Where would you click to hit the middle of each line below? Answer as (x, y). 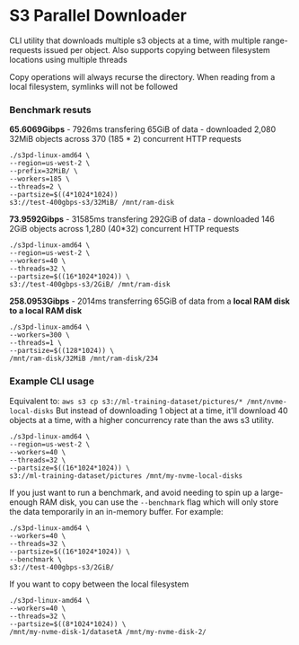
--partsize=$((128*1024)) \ (62, 351)
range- (276, 40)
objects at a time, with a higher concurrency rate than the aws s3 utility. (141, 420)
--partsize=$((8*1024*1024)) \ (68, 624)
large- (272, 492)
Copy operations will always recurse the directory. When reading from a (142, 76)
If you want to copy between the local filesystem (99, 584)
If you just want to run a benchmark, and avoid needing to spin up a (134, 492)
